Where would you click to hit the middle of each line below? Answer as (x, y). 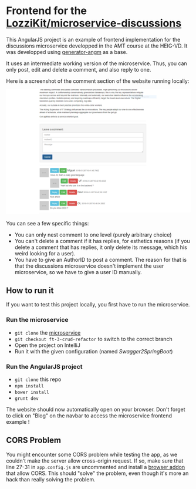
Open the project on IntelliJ (47, 345)
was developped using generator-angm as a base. (67, 52)
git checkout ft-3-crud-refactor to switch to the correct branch (93, 339)
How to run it (30, 290)
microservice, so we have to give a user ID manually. (78, 272)
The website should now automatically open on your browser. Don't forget (96, 409)
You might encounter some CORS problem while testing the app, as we (92, 454)
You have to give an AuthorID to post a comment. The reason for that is (100, 259)
